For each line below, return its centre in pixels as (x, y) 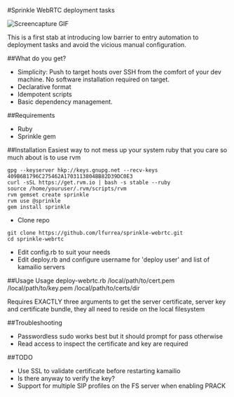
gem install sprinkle (39, 207)
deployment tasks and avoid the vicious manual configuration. (97, 45)
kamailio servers (41, 267)
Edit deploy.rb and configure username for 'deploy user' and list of (113, 260)
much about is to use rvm (44, 157)
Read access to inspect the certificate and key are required (103, 344)
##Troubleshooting (35, 323)
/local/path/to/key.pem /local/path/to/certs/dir (74, 288)
